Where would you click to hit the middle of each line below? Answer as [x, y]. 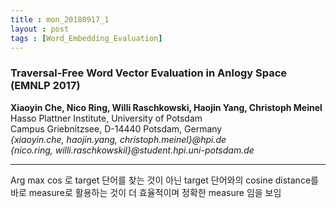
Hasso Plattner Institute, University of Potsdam [106, 118]
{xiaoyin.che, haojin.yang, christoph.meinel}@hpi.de [118, 139]
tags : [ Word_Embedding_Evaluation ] [86, 38]
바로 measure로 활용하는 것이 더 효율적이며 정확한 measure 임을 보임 [146, 192]
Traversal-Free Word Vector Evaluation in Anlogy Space [149, 73]
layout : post [40, 29]
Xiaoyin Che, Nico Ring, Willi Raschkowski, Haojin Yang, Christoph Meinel [166, 107]
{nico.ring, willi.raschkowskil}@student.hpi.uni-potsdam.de [132, 150]
